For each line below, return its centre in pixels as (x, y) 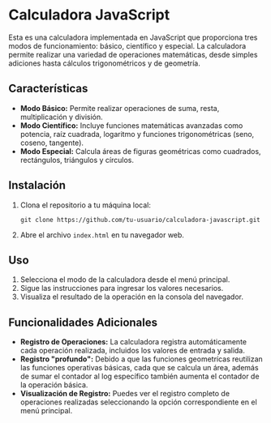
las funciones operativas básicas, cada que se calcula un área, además (139, 368)
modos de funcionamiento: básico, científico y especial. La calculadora (127, 45)
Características (48, 89)
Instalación (37, 185)
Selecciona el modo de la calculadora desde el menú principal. (125, 280)
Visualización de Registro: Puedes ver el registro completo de (125, 394)
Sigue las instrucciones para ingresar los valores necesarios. (122, 288)
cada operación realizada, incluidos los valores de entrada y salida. (132, 351)
